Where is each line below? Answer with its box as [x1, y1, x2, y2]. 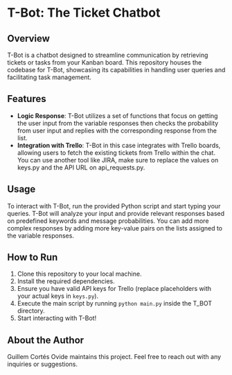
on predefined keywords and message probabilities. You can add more [7, 217, 209, 225]
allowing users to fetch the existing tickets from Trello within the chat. [17, 148, 216, 157]
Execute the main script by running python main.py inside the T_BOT [17, 299, 213, 308]
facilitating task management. [7, 73, 92, 81]
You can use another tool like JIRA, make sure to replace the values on [17, 156, 219, 164]
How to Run [7, 251, 58, 263]
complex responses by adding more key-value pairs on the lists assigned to [7, 224, 223, 232]
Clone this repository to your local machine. [17, 269, 142, 278]
